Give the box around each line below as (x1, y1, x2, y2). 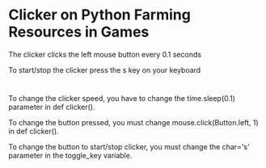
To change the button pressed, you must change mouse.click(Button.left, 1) (8, 118, 259, 128)
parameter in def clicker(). (8, 103, 95, 112)
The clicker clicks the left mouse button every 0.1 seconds (8, 49, 202, 59)
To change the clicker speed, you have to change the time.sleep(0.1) (8, 94, 236, 103)
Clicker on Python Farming (8, 6, 192, 24)
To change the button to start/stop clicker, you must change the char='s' (8, 142, 251, 152)
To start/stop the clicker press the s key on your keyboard (8, 65, 201, 74)
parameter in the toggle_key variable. (8, 151, 133, 161)
